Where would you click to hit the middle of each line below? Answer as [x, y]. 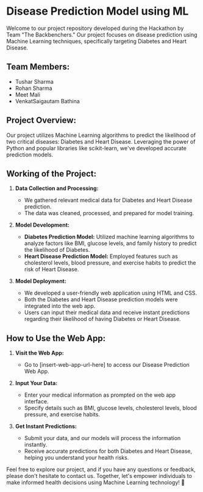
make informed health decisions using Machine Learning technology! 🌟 [95, 483]
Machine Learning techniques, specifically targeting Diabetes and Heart [97, 41]
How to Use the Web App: [56, 338]
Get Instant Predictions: [46, 427]
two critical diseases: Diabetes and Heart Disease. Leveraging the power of [101, 141]
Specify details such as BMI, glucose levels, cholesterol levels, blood [110, 408]
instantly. [36, 445]
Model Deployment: [41, 281]
